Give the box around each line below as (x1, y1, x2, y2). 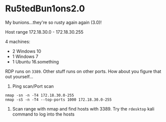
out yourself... (5, 73, 34, 79)
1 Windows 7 (12, 53, 39, 60)
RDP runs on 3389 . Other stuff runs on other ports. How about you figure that (5, 68, 162, 74)
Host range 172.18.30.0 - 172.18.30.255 (5, 29, 84, 35)
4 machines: (5, 38, 31, 45)
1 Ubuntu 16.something (12, 59, 59, 64)
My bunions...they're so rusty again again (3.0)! (5, 19, 102, 25)
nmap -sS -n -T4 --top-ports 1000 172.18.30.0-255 (5, 97, 112, 102)
